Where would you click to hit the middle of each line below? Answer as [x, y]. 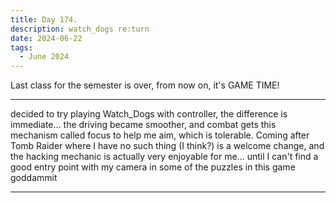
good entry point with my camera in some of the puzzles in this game [153, 167]
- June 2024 [44, 57]
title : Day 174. [44, 19]
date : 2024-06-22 [46, 38]
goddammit [34, 178]
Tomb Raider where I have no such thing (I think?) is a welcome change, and [167, 146]
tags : [21, 47]
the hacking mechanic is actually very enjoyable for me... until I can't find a [164, 157]
